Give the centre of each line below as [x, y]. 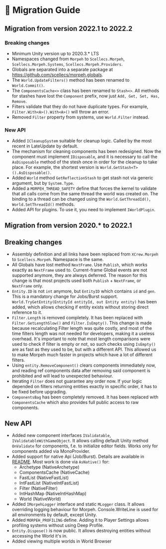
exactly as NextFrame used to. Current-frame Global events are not [80, 270]
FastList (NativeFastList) [44, 478]
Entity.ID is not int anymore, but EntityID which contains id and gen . [84, 291]
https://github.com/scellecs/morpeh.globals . [57, 75]
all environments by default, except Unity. [54, 515]
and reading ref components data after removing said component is [81, 371]
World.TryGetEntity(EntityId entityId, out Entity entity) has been [84, 302]
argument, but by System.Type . [43, 183]
